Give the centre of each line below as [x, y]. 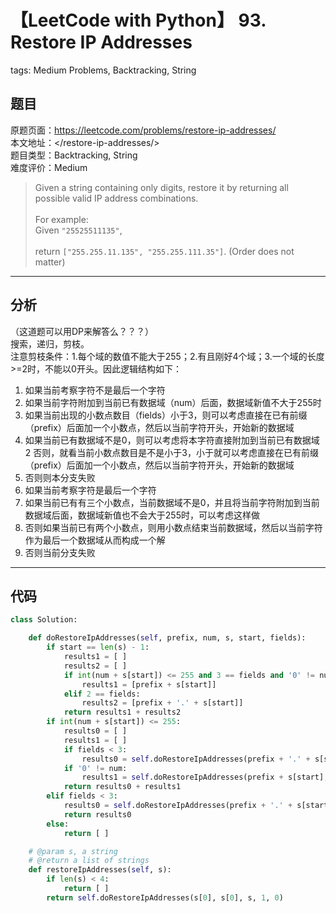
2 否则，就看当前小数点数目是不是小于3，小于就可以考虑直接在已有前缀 [171, 452]
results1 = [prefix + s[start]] [149, 684]
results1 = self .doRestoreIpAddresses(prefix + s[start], [205, 777]
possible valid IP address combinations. [116, 198]
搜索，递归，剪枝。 [50, 343]
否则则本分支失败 [60, 477]
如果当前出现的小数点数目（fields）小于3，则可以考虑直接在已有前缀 [166, 415]
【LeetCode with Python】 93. [138, 20]
